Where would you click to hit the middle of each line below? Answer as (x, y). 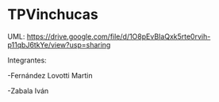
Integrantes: (27, 60)
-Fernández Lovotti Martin (50, 75)
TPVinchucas (53, 15)
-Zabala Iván (28, 91)
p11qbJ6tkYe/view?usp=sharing (59, 44)
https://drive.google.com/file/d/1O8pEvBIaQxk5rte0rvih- (119, 36)
